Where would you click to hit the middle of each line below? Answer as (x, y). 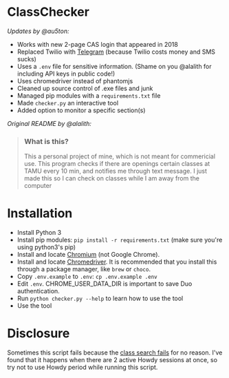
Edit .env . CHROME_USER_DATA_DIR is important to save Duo (105, 284)
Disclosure (39, 334)
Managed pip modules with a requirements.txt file (89, 95)
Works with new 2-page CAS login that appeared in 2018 (98, 44)
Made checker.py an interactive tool (68, 103)
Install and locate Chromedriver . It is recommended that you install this (117, 262)
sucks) (26, 59)
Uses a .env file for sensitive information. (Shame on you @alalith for (114, 66)
